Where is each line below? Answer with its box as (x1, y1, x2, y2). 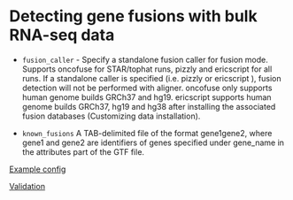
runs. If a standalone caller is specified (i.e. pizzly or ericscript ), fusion (21, 73, 281, 83)
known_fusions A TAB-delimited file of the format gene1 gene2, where (21, 127, 273, 138)
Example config (9, 164, 66, 174)
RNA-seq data (9, 25, 115, 45)
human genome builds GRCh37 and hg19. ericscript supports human (21, 91, 272, 103)
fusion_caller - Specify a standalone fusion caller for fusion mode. (21, 54, 268, 65)
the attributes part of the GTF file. (21, 146, 144, 157)
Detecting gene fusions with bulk (9, 6, 258, 27)
